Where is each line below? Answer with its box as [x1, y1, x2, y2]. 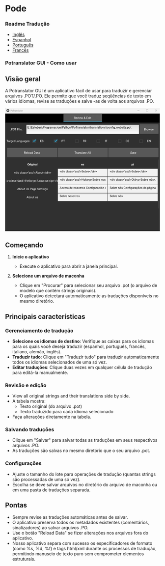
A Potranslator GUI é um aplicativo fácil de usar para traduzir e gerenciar [5, 88, 152, 94]
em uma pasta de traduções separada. [12, 487, 91, 493]
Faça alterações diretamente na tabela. [12, 414, 92, 420]
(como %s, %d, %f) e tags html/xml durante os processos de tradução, [12, 545, 157, 551]
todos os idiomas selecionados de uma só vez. [12, 359, 107, 365]
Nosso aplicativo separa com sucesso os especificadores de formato [12, 540, 153, 546]
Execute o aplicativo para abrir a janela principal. [19, 263, 118, 269]
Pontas [5, 501, 27, 509]
